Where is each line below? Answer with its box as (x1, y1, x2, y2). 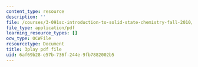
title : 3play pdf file (6, 47, 62, 52)
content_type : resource (6, 8, 65, 15)
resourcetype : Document (6, 41, 65, 47)
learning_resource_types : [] (6, 30, 78, 36)
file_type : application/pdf (6, 24, 75, 31)
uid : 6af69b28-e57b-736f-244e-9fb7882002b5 (6, 52, 115, 58)
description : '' (6, 14, 46, 20)
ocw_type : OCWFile (6, 36, 51, 41)
